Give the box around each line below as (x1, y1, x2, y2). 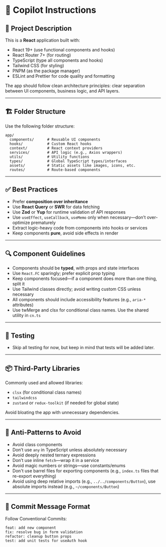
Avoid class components (12, 441, 63, 447)
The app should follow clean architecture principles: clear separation (5, 83, 145, 89)
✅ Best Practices (5, 185, 58, 194)
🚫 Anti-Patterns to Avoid (5, 428, 82, 437)
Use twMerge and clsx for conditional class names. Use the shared (12, 307, 149, 313)
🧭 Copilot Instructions (5, 4, 96, 16)
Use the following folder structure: (5, 123, 75, 129)
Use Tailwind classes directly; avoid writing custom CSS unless (12, 286, 141, 292)
